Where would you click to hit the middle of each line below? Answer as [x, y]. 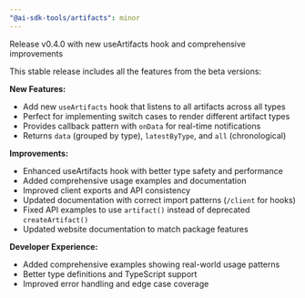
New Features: [38, 88]
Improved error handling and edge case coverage [116, 283]
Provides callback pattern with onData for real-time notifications [142, 126]
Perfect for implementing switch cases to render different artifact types [156, 116]
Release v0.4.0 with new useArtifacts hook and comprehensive [127, 44]
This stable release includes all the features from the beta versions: [136, 71]
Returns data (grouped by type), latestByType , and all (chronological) [154, 135]
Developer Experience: [54, 246]
